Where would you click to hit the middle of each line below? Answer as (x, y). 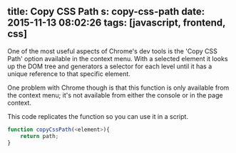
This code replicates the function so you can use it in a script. (98, 116)
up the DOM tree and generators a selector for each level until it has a (110, 66)
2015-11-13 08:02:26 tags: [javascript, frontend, (117, 23)
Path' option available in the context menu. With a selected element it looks (118, 58)
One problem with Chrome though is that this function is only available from (118, 88)
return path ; (40, 136)
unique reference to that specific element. (69, 73)
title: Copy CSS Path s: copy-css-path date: (106, 12)
